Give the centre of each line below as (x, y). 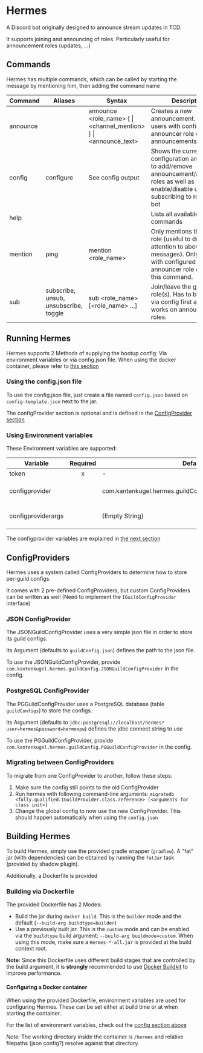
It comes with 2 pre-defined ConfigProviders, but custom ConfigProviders (98, 590)
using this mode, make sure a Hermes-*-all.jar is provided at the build (103, 942)
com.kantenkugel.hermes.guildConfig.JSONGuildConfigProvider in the (92, 669)
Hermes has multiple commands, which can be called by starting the (92, 79)
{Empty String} (123, 516)
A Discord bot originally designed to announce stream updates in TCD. (94, 27)
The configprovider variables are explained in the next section (83, 539)
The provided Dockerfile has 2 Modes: (54, 904)
